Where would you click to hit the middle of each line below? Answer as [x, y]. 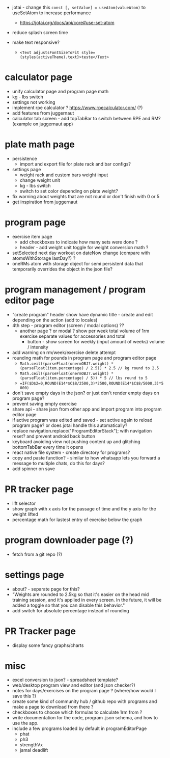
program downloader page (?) [69, 540]
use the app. [25, 723]
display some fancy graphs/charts [48, 645]
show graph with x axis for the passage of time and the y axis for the [84, 508]
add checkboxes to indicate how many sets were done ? [79, 242]
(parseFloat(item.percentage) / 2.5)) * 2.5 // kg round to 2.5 [89, 368]
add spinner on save [34, 469]
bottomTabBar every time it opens [48, 447]
